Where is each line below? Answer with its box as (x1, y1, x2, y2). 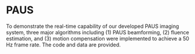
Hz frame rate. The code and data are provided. (6, 41, 121, 48)
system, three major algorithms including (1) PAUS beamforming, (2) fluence (6, 28, 190, 35)
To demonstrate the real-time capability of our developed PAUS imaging (6, 23, 179, 30)
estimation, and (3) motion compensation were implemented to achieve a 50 (6, 35, 190, 42)
